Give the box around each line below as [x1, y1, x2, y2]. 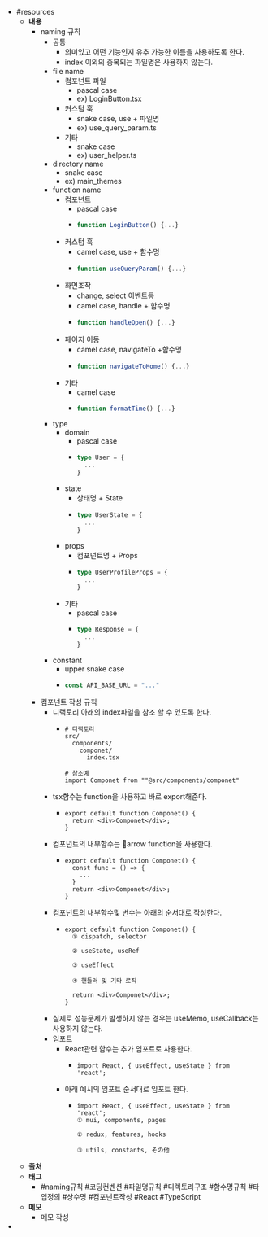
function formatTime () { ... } [76, 404, 176, 413]
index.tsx [86, 753, 120, 762]
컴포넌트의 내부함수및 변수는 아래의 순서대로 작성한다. [52, 907, 223, 917]
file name [52, 67, 84, 76]
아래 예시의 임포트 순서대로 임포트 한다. [64, 1084, 188, 1094]
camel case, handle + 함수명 [76, 300, 171, 310]
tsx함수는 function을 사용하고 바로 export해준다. [52, 791, 207, 801]
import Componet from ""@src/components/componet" [64, 776, 240, 785]
